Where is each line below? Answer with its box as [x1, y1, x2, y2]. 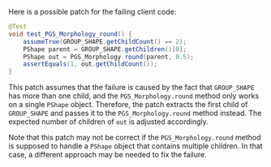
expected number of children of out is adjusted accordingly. [8, 117, 209, 126]
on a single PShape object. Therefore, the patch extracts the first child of [8, 100, 248, 109]
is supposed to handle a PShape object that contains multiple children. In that [8, 141, 263, 151]
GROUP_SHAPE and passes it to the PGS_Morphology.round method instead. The [8, 109, 262, 118]
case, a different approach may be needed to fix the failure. [8, 150, 207, 160]
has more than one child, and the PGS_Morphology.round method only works [8, 91, 260, 101]
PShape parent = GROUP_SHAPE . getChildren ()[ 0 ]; [23, 45, 187, 54]
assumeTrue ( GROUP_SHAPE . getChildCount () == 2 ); [23, 37, 187, 45]
